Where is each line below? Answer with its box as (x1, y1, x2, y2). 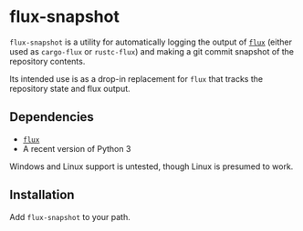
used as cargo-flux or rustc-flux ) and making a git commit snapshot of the (9, 45, 295, 56)
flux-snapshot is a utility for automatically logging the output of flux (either (9, 36, 292, 47)
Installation (9, 187, 75, 203)
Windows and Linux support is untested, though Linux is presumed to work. (9, 161, 294, 172)
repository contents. (9, 55, 86, 66)
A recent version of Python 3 (22, 143, 131, 154)
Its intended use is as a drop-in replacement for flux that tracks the (9, 73, 263, 84)
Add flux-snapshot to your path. (9, 211, 131, 222)
